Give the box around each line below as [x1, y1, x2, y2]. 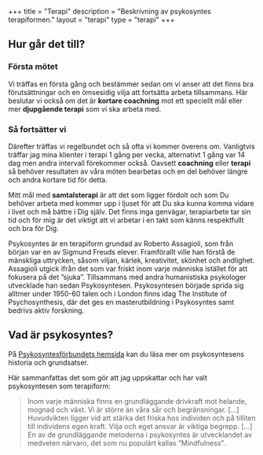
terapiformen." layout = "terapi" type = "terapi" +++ [8, 15, 175, 24]
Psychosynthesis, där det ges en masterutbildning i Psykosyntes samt [8, 297, 235, 306]
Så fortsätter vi [8, 123, 67, 134]
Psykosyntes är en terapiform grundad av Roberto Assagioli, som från [8, 239, 234, 248]
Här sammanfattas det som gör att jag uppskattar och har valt [8, 372, 208, 382]
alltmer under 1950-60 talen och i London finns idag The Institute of [8, 288, 228, 298]
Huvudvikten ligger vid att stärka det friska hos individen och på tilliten [27, 413, 257, 423]
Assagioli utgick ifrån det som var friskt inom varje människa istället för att [8, 263, 248, 273]
